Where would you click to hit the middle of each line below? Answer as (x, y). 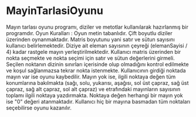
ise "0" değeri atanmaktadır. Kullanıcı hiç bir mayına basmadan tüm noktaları (98, 101)
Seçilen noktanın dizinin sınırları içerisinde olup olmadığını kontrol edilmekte (97, 64)
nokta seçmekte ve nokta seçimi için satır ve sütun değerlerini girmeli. (90, 58)
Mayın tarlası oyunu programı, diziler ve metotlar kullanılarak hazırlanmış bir (97, 27)
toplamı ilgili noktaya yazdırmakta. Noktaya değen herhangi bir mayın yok (94, 95)
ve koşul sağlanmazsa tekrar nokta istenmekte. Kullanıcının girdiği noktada (96, 70)
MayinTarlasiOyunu (55, 11)
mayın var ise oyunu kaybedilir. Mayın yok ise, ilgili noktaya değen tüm (91, 77)
